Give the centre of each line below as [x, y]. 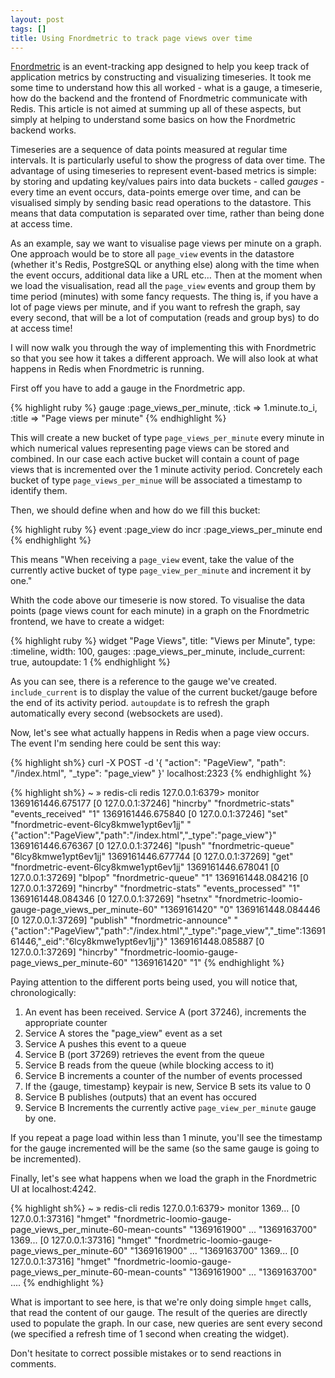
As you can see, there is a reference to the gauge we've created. [144, 682]
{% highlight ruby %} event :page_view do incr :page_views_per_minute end [166, 530]
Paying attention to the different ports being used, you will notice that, [154, 982]
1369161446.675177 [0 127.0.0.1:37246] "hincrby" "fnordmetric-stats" [152, 803]
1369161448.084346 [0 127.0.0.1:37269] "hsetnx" [111, 899]
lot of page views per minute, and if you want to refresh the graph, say [155, 307]
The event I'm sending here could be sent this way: [116, 743]
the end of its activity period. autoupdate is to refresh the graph [140, 703]
